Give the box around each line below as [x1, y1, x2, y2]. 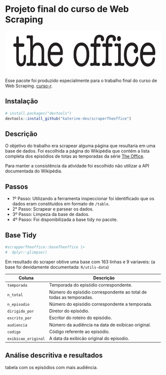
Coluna [18, 275, 34, 281]
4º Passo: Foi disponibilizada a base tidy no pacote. [12, 216, 118, 223]
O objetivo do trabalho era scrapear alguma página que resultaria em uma [5, 143, 156, 149]
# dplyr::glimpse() [5, 250, 48, 255]
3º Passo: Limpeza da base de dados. [12, 211, 90, 217]
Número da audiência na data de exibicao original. [49, 322, 151, 328]
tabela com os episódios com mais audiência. [5, 364, 98, 370]
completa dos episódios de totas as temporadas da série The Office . [5, 153, 145, 159]
